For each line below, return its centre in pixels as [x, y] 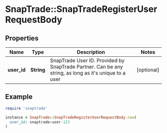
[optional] [148, 70]
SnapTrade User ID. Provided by [87, 61]
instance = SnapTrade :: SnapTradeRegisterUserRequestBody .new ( [71, 117]
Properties [22, 38]
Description [91, 52]
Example [19, 97]
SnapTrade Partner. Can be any [86, 67]
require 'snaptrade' [27, 108]
